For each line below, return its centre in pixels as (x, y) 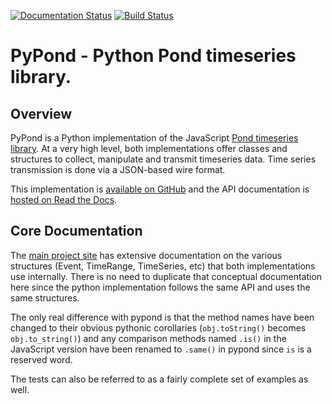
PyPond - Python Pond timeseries (153, 56)
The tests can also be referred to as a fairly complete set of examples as (159, 379)
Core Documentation (76, 231)
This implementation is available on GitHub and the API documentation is (160, 189)
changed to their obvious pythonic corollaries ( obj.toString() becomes (158, 327)
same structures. (45, 297)
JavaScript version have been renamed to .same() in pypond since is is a (161, 349)
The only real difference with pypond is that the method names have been (162, 317)
